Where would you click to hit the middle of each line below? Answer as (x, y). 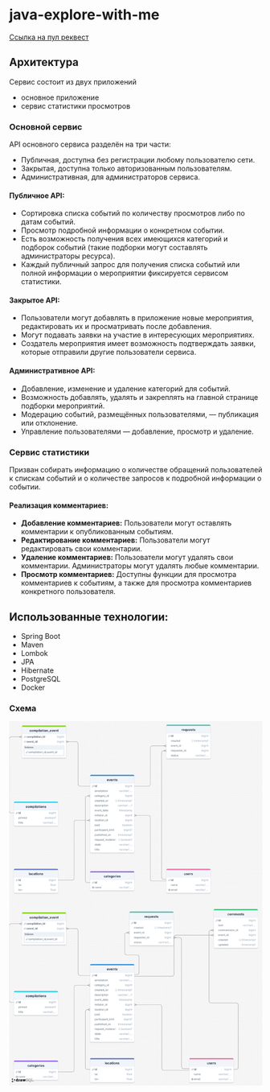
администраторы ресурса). (68, 256)
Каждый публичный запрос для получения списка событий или (130, 265)
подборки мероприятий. (63, 406)
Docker (33, 687)
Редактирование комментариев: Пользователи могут (115, 540)
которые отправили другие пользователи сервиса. (108, 352)
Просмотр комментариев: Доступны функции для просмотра (129, 575)
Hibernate (37, 670)
